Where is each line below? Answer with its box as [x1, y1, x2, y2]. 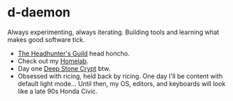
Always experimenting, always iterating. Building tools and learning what [7, 28, 220, 36]
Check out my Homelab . [17, 56, 89, 65]
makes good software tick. [7, 35, 85, 43]
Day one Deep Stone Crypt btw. [17, 64, 111, 73]
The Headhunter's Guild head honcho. [17, 49, 130, 58]
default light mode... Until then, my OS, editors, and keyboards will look [17, 79, 226, 87]
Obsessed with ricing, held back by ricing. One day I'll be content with [17, 72, 223, 80]
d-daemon [7, 4, 71, 21]
